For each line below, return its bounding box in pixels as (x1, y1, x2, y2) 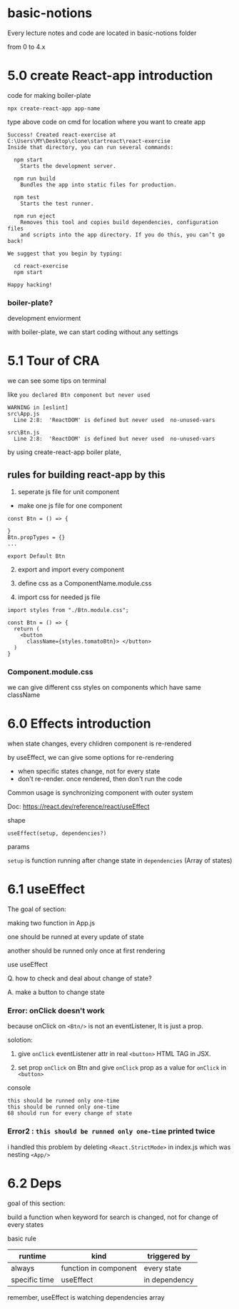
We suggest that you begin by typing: (7, 250, 123, 257)
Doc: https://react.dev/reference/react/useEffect (7, 802, 150, 811)
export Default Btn (7, 552, 66, 560)
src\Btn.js (7, 429, 40, 436)
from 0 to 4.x (7, 42, 46, 51)
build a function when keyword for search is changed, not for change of (7, 1213, 219, 1221)
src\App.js (7, 411, 40, 418)
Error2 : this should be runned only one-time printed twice (7, 1126, 215, 1136)
